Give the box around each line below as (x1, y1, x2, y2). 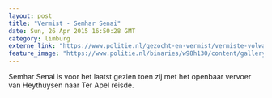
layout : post (8, 11, 53, 20)
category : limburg (8, 34, 70, 43)
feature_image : (8, 49, 60, 58)
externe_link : (8, 42, 57, 50)
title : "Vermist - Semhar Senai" (8, 19, 121, 28)
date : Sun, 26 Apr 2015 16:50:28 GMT (8, 27, 136, 35)
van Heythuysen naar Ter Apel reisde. (8, 80, 134, 90)
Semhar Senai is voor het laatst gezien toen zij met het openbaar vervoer (8, 72, 252, 81)
